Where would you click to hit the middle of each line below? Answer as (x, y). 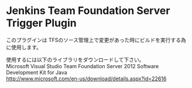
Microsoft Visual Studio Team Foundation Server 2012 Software (83, 66)
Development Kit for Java (37, 72)
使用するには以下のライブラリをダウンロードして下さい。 (75, 59)
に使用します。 (24, 47)
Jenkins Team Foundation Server (88, 11)
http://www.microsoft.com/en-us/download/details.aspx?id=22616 (86, 78)
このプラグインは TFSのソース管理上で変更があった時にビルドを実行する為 (96, 40)
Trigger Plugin (42, 23)
